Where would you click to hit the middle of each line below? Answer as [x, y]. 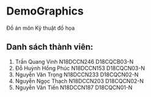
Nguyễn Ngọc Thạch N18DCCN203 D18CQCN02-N [79, 81]
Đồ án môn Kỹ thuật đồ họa [40, 28]
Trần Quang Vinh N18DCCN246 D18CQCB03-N [74, 61]
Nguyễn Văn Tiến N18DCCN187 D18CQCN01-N [74, 87]
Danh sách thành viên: [50, 47]
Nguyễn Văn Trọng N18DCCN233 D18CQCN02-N [77, 75]
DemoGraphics [45, 11]
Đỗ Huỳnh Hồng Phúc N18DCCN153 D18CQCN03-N [80, 68]
